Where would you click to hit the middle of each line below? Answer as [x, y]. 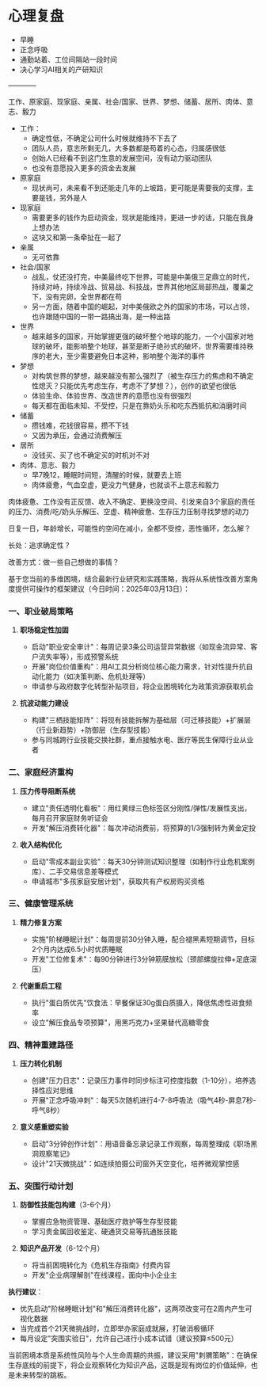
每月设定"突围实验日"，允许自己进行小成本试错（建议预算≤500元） [129, 1339]
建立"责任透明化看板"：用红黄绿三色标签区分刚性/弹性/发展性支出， [141, 808]
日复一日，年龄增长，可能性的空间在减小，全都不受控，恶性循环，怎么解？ [129, 528]
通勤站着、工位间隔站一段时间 [68, 59]
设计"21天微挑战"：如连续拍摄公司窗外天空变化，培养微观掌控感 [135, 1164]
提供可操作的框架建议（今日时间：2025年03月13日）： [103, 589]
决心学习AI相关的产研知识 [61, 69]
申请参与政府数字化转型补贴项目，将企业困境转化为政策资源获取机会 [142, 687]
